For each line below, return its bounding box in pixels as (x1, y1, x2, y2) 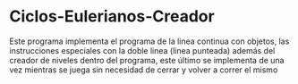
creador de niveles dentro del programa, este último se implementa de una (9, 55, 285, 65)
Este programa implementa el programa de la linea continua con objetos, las (9, 36, 290, 46)
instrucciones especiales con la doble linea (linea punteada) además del (9, 45, 276, 55)
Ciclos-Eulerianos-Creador (9, 6, 215, 27)
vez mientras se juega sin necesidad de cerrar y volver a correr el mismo (9, 64, 278, 75)
